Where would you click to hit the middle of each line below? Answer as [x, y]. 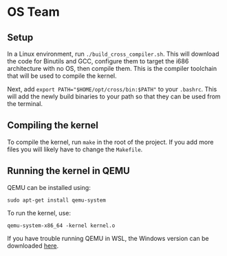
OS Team [33, 12]
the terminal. [25, 104]
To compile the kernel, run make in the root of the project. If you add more [110, 142]
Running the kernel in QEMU [69, 171]
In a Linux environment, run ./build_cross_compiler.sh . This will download [113, 54]
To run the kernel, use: [39, 213]
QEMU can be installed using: [49, 187]
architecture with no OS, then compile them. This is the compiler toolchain [112, 68]
